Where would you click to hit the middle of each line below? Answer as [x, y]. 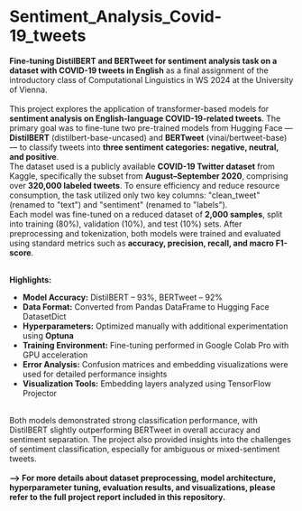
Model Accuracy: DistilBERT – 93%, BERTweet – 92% [123, 297]
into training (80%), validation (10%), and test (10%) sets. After [126, 224]
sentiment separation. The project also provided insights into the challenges [150, 439]
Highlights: [31, 279]
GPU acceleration [55, 355]
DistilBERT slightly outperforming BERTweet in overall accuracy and [135, 430]
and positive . [34, 156]
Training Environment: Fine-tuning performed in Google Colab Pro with [156, 345]
